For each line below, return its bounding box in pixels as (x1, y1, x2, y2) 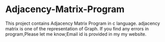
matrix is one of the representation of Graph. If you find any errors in (5, 25, 149, 31)
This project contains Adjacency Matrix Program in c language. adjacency (5, 20, 160, 26)
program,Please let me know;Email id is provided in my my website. (5, 31, 147, 37)
